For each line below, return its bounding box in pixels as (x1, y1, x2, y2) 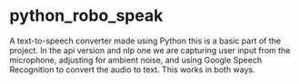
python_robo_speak (9, 5, 164, 26)
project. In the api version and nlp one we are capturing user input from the (9, 44, 291, 55)
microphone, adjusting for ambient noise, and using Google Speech (9, 54, 262, 65)
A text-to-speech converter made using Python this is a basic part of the (9, 35, 282, 46)
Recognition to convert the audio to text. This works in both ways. (9, 64, 256, 75)
